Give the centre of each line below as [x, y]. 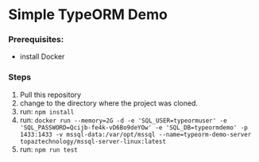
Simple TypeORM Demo [88, 15]
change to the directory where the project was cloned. [109, 103]
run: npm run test [48, 149]
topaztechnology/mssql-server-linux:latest [93, 141]
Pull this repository [50, 94]
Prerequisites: [36, 40]
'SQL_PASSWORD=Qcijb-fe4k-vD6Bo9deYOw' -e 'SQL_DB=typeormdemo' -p [133, 127]
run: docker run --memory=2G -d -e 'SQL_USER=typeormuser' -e [124, 120]
